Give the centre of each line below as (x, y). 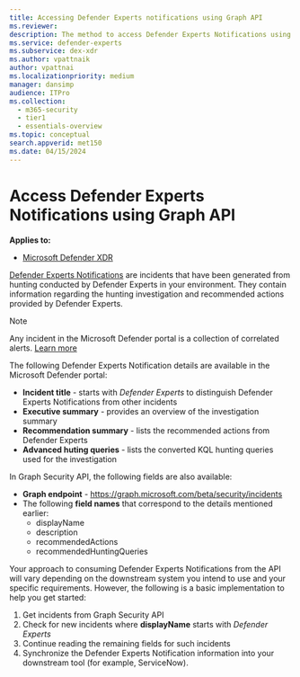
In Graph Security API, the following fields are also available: (121, 477)
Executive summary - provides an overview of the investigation (141, 411)
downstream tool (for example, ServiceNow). (105, 663)
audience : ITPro (40, 93)
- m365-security (48, 110)
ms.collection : (38, 101)
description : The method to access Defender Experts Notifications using (150, 34)
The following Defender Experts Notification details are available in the (140, 365)
